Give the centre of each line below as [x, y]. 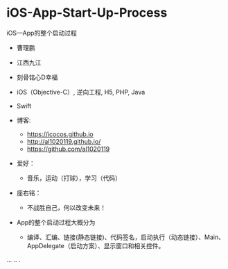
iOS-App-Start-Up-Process [87, 13]
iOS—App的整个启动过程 [42, 33]
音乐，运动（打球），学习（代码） [74, 178]
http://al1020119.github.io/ [64, 141]
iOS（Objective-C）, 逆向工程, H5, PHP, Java [81, 92]
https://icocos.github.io [60, 134]
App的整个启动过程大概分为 [56, 222]
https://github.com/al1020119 [68, 149]
